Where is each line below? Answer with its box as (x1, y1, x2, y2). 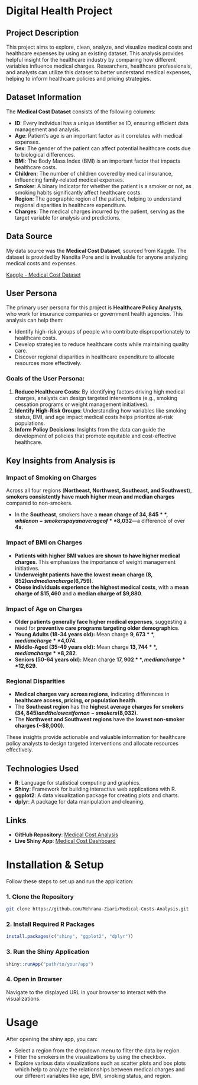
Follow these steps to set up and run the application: (6, 877, 134, 885)
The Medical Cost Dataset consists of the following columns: (6, 108, 155, 115)
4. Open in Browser (6, 975, 62, 984)
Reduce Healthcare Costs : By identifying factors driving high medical (14, 388, 185, 395)
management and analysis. (14, 126, 81, 133)
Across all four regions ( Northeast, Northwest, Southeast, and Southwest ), (6, 487, 192, 494)
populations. (14, 420, 46, 427)
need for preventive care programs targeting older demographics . (14, 624, 180, 632)
